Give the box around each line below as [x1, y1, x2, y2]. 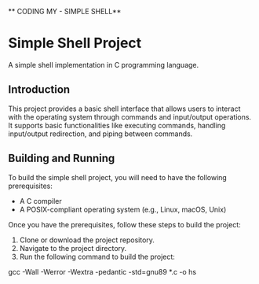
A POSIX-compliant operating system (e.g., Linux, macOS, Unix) [19, 205, 227, 214]
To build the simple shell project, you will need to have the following [8, 172, 228, 182]
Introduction [8, 83, 71, 97]
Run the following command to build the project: [19, 252, 175, 261]
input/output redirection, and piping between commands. [8, 129, 193, 138]
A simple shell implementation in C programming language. [8, 60, 199, 69]
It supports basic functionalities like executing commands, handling [8, 120, 226, 130]
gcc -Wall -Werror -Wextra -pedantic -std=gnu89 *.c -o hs [8, 267, 197, 276]
